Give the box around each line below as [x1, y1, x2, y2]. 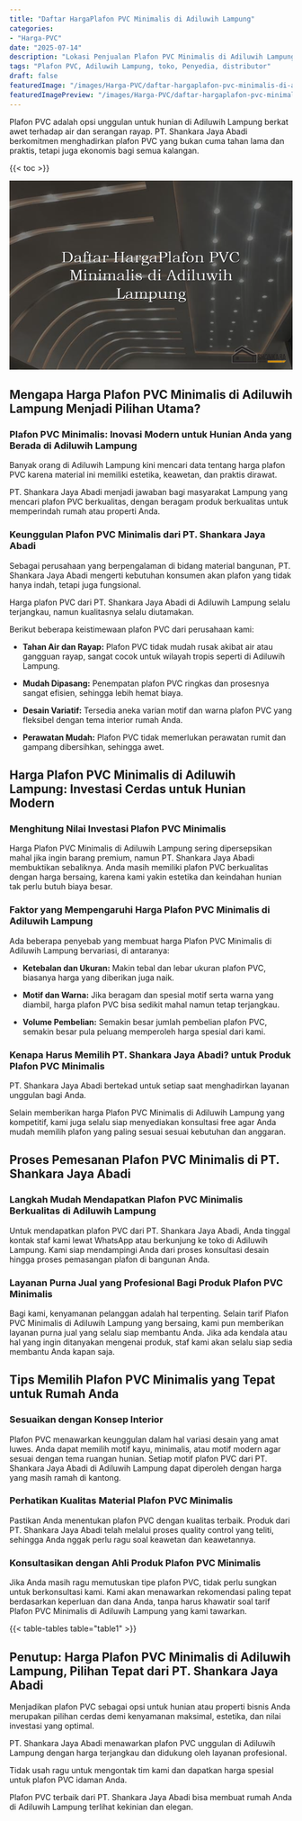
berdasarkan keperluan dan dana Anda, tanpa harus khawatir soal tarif [9, 1596, 271, 1607]
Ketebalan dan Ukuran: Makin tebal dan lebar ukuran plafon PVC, [22, 962, 267, 973]
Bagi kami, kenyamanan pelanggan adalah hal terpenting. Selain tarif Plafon [9, 1308, 289, 1319]
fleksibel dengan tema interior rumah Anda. [22, 714, 183, 725]
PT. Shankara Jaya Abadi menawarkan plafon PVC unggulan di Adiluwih [9, 1737, 276, 1748]
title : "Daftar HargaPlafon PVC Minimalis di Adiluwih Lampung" [9, 14, 255, 23]
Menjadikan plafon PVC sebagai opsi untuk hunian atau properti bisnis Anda [9, 1701, 290, 1712]
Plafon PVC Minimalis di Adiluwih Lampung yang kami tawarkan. [9, 1606, 247, 1617]
